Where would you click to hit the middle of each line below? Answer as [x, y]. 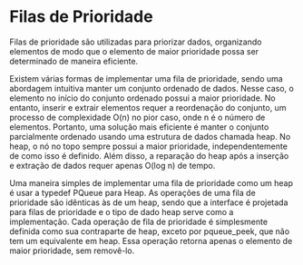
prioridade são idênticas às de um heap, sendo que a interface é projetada [149, 202]
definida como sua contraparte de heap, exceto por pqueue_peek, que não [150, 231]
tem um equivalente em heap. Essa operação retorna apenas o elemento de [151, 240]
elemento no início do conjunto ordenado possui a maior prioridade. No [142, 98]
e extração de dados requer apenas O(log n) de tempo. [112, 165]
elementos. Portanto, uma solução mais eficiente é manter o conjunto [139, 127]
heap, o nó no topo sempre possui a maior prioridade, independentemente [149, 146]
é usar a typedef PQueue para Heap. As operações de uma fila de [132, 192]
